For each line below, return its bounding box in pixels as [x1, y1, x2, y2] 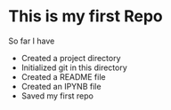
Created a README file [20, 71, 106, 82]
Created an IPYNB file [20, 81, 102, 91]
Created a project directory [20, 52, 121, 63]
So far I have [8, 35, 55, 46]
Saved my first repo [20, 90, 94, 101]
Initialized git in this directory [20, 62, 128, 73]
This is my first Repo [8, 6, 163, 27]
